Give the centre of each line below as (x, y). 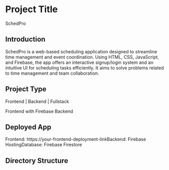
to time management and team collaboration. (52, 73)
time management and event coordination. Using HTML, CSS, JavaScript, (82, 57)
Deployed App (29, 127)
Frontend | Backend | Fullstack (37, 101)
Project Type (26, 89)
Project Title (32, 9)
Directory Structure (37, 161)
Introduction (25, 39)
